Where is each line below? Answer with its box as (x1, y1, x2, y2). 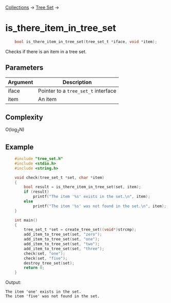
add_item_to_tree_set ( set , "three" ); (24, 246, 104, 251)
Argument (8, 78, 33, 86)
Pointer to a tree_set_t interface (38, 87, 117, 94)
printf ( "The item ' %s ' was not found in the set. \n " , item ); (32, 204, 167, 209)
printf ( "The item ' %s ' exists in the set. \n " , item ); (32, 194, 150, 199)
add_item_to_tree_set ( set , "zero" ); (24, 232, 102, 237)
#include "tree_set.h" (14, 156, 63, 161)
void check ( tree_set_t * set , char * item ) (14, 175, 104, 180)
